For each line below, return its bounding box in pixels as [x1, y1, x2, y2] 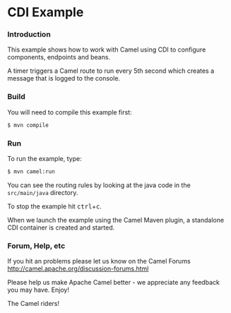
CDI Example [7, 4, 84, 20]
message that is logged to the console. [7, 74, 121, 83]
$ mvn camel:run [7, 167, 55, 175]
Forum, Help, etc [7, 241, 66, 251]
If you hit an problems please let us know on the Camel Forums [7, 257, 191, 266]
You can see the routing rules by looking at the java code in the [7, 181, 191, 189]
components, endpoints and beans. [7, 53, 111, 61]
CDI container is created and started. [7, 223, 115, 232]
